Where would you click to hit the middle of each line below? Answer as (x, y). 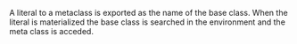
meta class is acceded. (51, 31)
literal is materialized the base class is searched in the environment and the (147, 22)
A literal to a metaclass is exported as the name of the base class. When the (148, 13)
